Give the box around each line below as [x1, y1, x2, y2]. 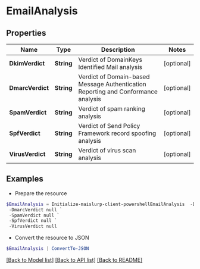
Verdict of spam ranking [78, 105, 146, 112]
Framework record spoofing [78, 129, 157, 137]
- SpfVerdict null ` [8, 218, 58, 224]
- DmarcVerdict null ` [8, 207, 62, 212]
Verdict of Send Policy [78, 122, 140, 130]
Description [101, 46, 135, 54]
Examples [6, 174, 43, 184]
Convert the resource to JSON [14, 234, 89, 242]
